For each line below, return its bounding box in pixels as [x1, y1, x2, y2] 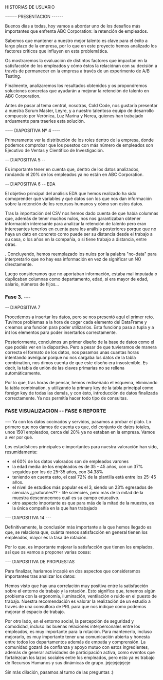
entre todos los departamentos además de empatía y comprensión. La [5, 639, 146, 645]
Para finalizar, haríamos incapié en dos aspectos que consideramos [5, 568, 141, 574]
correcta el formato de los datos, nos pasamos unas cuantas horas [5, 350, 139, 355]
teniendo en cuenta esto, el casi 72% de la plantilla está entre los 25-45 [12, 474, 157, 480]
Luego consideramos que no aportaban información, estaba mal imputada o [5, 271, 158, 277]
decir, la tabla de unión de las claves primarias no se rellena [5, 365, 125, 371]
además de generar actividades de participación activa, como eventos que [5, 649, 155, 655]
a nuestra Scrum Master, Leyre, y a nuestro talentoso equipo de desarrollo [5, 108, 154, 113]
